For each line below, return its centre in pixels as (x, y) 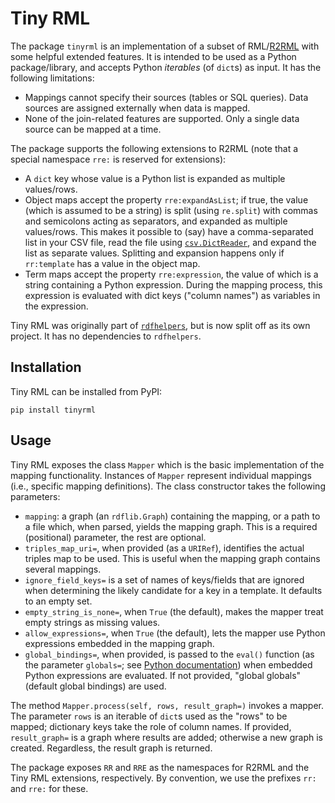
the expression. (56, 306)
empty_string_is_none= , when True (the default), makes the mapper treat (174, 611)
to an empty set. (58, 601)
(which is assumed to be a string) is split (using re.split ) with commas (171, 210)
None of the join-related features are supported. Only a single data (162, 118)
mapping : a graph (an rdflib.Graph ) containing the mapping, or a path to (172, 516)
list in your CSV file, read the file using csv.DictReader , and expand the (170, 242)
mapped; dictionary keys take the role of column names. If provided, (151, 726)
